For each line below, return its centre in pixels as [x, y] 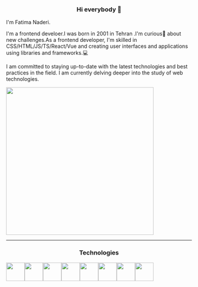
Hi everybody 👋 [99, 9]
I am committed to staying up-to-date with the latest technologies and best [97, 67]
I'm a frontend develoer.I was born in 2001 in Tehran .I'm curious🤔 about [94, 34]
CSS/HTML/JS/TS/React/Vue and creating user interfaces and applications [97, 46]
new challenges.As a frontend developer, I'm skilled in [72, 40]
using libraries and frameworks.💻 [47, 53]
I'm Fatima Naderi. [28, 22]
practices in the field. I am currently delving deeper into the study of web [95, 73]
